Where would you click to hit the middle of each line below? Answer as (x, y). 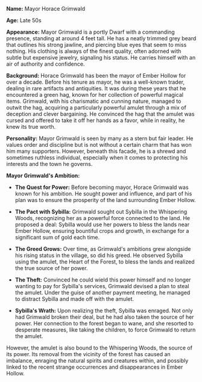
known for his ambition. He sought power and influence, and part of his (103, 194)
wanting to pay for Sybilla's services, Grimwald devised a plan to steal (102, 286)
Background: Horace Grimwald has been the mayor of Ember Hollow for (96, 75)
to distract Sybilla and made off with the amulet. (74, 299)
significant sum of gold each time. (57, 237)
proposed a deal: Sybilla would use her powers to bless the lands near (102, 224)
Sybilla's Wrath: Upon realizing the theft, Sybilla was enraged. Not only (104, 310)
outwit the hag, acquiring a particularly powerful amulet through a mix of (96, 107)
